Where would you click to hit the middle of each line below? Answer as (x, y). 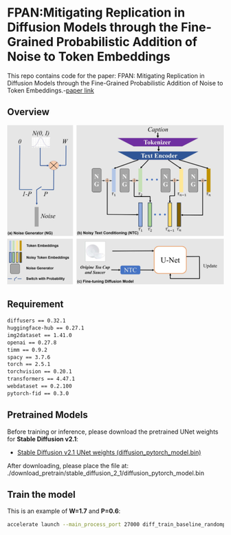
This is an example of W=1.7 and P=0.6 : (64, 511)
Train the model (41, 495)
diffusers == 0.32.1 (37, 321)
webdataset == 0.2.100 (40, 386)
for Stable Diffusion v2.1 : (43, 438)
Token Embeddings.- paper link (51, 90)
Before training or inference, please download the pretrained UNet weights (113, 432)
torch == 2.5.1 (29, 364)
